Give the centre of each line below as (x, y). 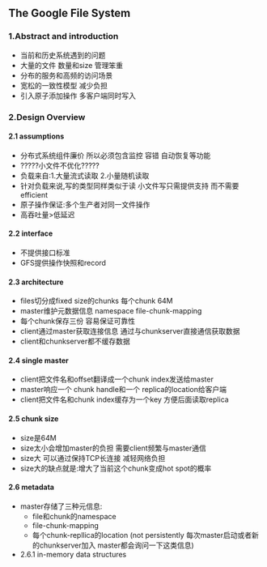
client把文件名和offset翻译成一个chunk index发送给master (117, 379)
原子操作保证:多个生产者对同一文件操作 (85, 204)
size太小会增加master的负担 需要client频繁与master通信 (113, 448)
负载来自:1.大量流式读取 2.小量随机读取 (85, 175)
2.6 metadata (32, 487)
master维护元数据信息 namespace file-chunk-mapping (111, 311)
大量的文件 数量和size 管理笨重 (72, 65)
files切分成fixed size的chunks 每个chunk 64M (97, 301)
